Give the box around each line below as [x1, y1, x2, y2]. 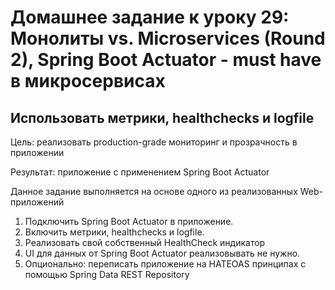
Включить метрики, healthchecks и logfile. [24, 226, 205, 238]
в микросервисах [10, 70, 166, 93]
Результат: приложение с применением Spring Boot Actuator [10, 166, 270, 178]
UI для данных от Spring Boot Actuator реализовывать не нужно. [24, 247, 301, 259]
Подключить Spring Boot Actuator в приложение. [24, 216, 234, 227]
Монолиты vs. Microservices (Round [10, 27, 326, 50]
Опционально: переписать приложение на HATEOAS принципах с [24, 258, 307, 270]
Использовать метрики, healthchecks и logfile [10, 109, 315, 126]
